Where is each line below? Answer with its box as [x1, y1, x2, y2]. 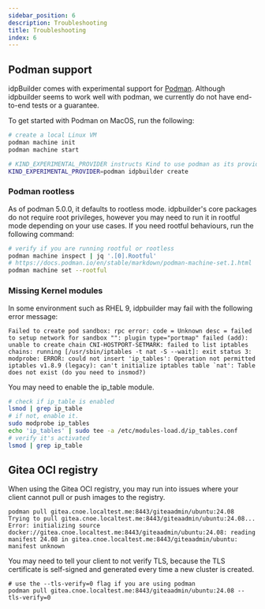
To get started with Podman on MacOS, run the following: [8, 116, 195, 126]
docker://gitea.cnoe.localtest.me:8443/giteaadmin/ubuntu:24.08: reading [8, 528, 256, 537]
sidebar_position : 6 [8, 11, 77, 20]
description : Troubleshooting [8, 19, 108, 27]
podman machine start [8, 145, 80, 154]
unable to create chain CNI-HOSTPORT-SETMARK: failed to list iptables [8, 340, 248, 348]
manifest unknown [8, 543, 65, 551]
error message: [8, 311, 58, 321]
